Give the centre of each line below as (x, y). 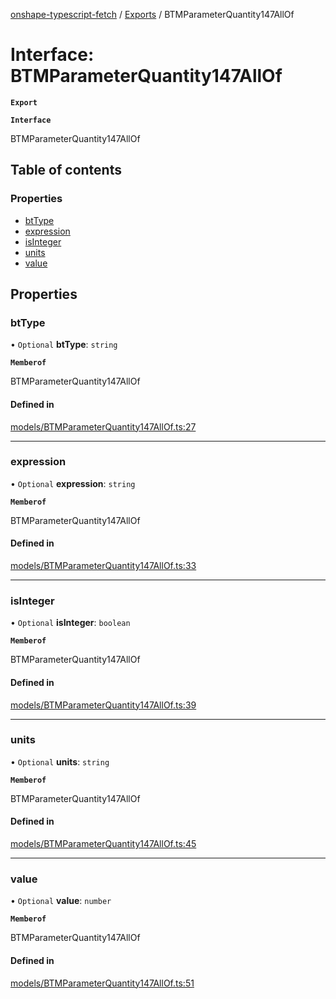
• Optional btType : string (64, 345)
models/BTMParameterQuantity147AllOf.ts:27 (103, 426)
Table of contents (66, 170)
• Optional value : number (61, 901)
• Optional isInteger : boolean (70, 623)
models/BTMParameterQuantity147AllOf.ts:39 (103, 705)
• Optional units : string (60, 761)
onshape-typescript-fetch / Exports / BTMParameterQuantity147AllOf (152, 14)
